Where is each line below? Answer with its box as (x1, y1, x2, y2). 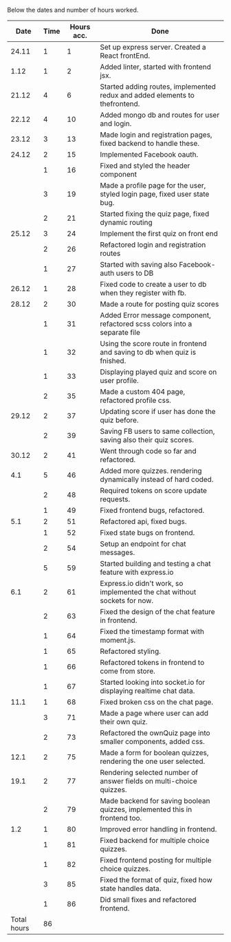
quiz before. (99, 415, 139, 425)
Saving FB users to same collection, (99, 426, 215, 436)
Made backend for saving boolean (99, 796, 210, 805)
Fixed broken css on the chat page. (99, 697, 214, 707)
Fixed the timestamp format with (99, 627, 205, 636)
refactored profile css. (99, 395, 172, 405)
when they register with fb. (99, 288, 187, 298)
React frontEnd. (99, 51, 151, 61)
